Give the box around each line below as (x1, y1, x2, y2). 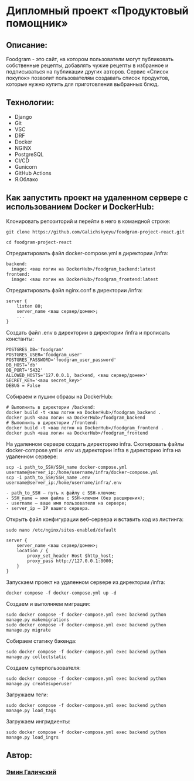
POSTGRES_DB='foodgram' (6, 346, 64, 352)
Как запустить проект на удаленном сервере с (6, 193, 189, 203)
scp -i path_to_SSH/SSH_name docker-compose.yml (6, 464, 127, 470)
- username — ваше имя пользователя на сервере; (6, 500, 127, 506)
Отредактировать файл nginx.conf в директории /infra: (6, 286, 143, 293)
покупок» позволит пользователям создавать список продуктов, (6, 75, 170, 81)
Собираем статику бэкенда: (6, 637, 77, 645)
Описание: (6, 40, 48, 50)
